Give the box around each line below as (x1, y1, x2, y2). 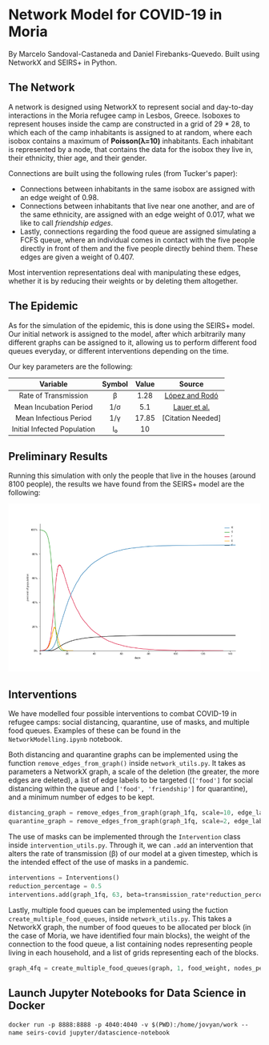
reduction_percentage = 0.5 (8, 882, 102, 890)
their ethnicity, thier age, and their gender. (8, 153, 147, 162)
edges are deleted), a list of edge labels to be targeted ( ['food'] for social (8, 775, 254, 785)
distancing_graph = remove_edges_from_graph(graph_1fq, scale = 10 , (8, 809, 235, 817)
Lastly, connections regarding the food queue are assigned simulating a (19, 226, 256, 236)
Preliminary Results (8, 450, 108, 463)
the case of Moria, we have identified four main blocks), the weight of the (8, 931, 251, 940)
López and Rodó (164, 390, 219, 401)
